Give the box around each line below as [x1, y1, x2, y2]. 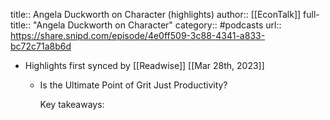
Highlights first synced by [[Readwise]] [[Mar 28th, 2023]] [24, 60, 265, 71]
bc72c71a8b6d [10, 40, 72, 52]
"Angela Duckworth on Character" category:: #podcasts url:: [33, 19, 282, 31]
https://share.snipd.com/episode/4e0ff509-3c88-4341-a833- [10, 30, 266, 41]
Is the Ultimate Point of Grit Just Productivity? [39, 79, 228, 91]
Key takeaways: [39, 99, 105, 110]
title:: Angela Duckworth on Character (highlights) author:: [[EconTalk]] [10, 9, 302, 20]
